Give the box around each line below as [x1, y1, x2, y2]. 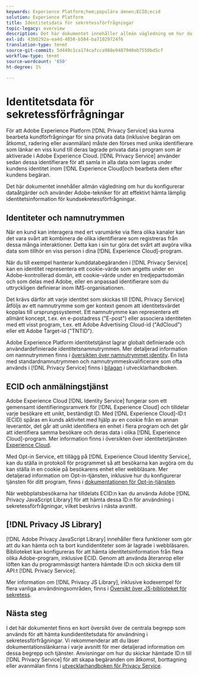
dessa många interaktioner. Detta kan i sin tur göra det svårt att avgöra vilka [6, 241, 192, 249]
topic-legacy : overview [6, 25, 65, 32]
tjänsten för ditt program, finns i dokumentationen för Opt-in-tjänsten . [6, 478, 176, 485]
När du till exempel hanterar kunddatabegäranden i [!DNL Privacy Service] [6, 259, 188, 266]
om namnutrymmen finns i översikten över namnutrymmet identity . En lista [6, 351, 188, 359]
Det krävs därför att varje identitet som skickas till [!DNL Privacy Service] [6, 296, 185, 303]
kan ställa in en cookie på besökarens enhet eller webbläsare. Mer [6, 465, 168, 473]
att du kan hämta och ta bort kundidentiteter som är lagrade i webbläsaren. [6, 542, 189, 549]
